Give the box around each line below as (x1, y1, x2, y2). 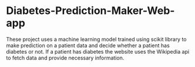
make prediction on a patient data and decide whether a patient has (6, 42, 170, 49)
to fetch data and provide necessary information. (6, 54, 125, 61)
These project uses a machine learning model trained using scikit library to (6, 36, 187, 43)
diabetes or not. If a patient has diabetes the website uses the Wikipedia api (6, 48, 190, 55)
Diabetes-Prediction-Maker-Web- (6, 4, 175, 17)
